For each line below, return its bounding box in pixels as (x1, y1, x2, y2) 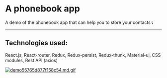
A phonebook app (5, 3, 81, 14)
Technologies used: (5, 39, 68, 47)
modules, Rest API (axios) (5, 57, 58, 63)
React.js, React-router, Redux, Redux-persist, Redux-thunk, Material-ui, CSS (5, 52, 161, 58)
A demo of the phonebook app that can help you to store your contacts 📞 (5, 19, 154, 25)
